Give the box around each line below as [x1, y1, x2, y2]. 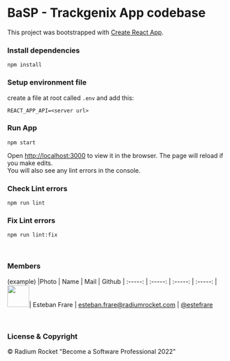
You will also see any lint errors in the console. [7, 166, 141, 174]
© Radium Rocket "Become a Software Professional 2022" [7, 348, 176, 356]
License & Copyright [7, 331, 78, 341]
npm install [7, 62, 42, 69]
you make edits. [7, 159, 53, 167]
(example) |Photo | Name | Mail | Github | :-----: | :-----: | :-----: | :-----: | [7, 277, 217, 285]
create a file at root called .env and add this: [7, 93, 134, 102]
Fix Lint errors [7, 215, 56, 225]
